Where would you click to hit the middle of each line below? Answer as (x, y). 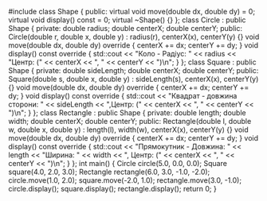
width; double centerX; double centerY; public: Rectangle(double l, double (130, 121)
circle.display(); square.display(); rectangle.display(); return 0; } (112, 189)
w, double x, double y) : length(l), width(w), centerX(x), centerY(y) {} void (128, 129)
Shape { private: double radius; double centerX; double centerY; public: (126, 28)
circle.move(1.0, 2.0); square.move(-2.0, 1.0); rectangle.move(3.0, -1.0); (125, 180)
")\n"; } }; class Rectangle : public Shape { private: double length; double (127, 113)
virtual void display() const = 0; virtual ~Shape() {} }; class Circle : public (127, 20)
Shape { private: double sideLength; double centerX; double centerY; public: (133, 70)
